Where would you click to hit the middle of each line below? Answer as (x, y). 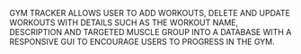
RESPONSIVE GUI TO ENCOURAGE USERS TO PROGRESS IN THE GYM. (142, 41)
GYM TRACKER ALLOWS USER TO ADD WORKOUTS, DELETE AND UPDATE (150, 13)
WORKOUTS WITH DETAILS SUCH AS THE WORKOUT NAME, (124, 22)
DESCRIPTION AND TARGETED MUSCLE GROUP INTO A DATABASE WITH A (150, 32)
